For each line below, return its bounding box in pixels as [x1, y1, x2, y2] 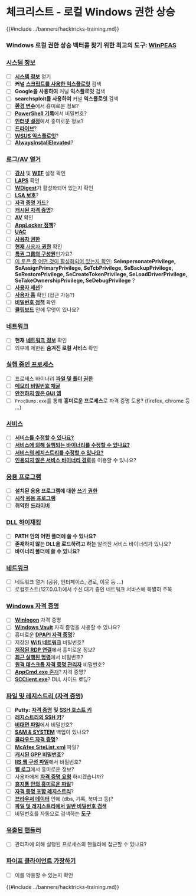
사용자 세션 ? [14, 284, 43, 291]
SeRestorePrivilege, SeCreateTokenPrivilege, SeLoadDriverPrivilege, [14, 270, 188, 277]
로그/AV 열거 [6, 155, 41, 163]
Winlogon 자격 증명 [14, 616, 61, 623]
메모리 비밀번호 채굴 [14, 382, 61, 390]
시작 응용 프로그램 [14, 495, 56, 502]
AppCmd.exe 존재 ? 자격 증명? [14, 668, 87, 675]
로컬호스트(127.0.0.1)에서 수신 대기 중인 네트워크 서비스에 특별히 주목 [14, 586, 172, 593]
